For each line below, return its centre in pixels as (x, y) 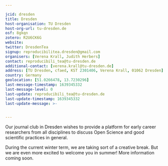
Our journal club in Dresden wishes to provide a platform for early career (81, 127)
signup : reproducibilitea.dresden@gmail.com (53, 52)
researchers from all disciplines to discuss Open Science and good (75, 132)
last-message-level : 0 (29, 89)
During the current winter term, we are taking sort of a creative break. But (82, 147)
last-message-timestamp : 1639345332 (44, 85)
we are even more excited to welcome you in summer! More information (80, 153)
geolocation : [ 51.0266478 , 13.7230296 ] (47, 80)
